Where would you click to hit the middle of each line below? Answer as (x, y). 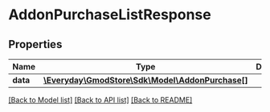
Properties (35, 44)
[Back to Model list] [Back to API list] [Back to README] (100, 100)
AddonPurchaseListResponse (110, 15)
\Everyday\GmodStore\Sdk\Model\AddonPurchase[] (145, 80)
